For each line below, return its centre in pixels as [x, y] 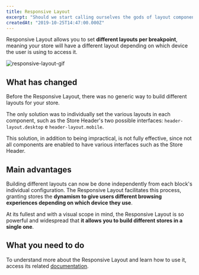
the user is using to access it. [42, 52]
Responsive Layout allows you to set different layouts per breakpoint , [92, 40]
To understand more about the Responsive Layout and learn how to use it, [96, 260]
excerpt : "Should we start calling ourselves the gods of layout [88, 17]
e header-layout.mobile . [74, 127]
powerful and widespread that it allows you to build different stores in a [94, 220]
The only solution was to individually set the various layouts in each [88, 114]
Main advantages [39, 170]
